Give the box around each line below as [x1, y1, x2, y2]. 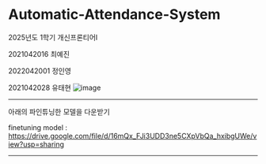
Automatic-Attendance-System [8, 6, 221, 24]
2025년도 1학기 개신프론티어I [8, 32, 98, 42]
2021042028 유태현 [8, 83, 71, 92]
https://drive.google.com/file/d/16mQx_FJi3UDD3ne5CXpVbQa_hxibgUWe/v [8, 131, 257, 140]
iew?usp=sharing [8, 140, 65, 149]
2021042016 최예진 [8, 49, 70, 58]
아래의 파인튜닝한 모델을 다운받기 [8, 106, 111, 116]
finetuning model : [8, 122, 68, 132]
